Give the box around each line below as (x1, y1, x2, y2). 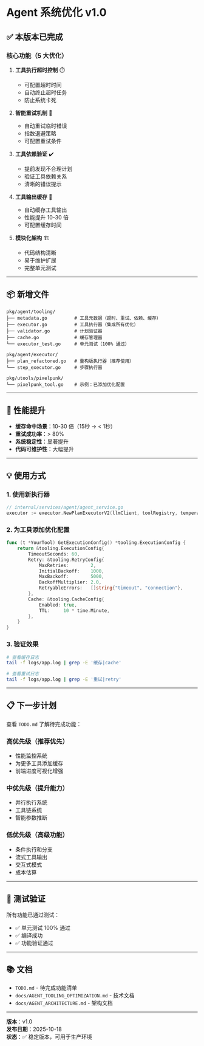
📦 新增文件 (6, 289, 50, 300)
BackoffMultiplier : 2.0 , (38, 579, 102, 585)
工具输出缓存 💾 (15, 193, 53, 201)
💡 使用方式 (6, 470, 46, 481)
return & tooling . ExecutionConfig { (17, 545, 104, 552)
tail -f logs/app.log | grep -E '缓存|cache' (6, 660, 122, 666)
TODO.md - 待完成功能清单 (15, 984, 78, 991)
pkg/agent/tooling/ (6, 308, 56, 315)
